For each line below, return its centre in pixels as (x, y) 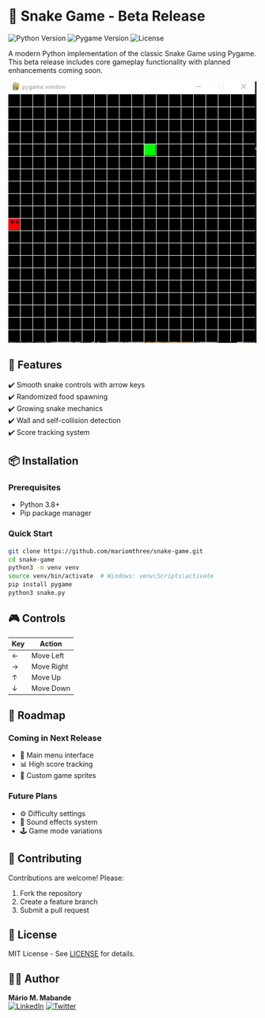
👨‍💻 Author (34, 979)
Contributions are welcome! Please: (66, 878)
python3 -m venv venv (44, 568)
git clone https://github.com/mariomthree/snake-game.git (106, 551)
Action (51, 644)
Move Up (46, 677)
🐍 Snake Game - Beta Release (107, 16)
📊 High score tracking (56, 764)
